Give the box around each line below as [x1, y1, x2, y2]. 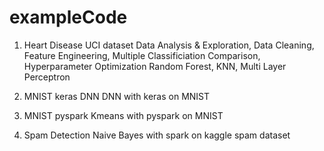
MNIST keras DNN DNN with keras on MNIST [23, 90, 211, 102]
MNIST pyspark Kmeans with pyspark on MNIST [23, 109, 224, 121]
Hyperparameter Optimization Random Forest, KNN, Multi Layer [23, 60, 287, 72]
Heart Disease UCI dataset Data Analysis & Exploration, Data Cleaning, [23, 39, 315, 51]
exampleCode [9, 6, 128, 29]
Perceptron [23, 71, 71, 83]
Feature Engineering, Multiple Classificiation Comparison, [23, 49, 261, 61]
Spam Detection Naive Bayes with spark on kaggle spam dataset [23, 129, 291, 141]
